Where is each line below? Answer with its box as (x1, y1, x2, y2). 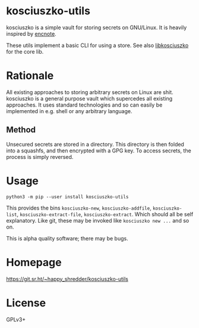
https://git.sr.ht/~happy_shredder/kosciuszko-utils (6, 275, 129, 282)
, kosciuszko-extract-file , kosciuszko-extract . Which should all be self (17, 210, 194, 218)
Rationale (6, 69, 54, 83)
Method (6, 125, 36, 135)
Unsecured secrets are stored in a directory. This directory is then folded (6, 140, 184, 148)
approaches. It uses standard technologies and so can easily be (6, 101, 163, 108)
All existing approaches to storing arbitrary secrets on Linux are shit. (6, 88, 173, 96)
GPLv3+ (6, 315, 26, 323)
